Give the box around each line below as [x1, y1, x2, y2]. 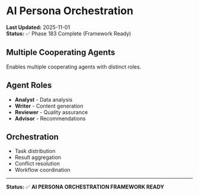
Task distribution [14, 148, 56, 155]
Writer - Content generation [14, 102, 84, 109]
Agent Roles [6, 80, 52, 90]
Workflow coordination [14, 167, 71, 174]
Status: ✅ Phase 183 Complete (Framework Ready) [6, 30, 131, 37]
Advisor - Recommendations [14, 115, 86, 122]
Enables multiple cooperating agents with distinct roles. [6, 63, 142, 70]
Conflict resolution [14, 160, 60, 167]
